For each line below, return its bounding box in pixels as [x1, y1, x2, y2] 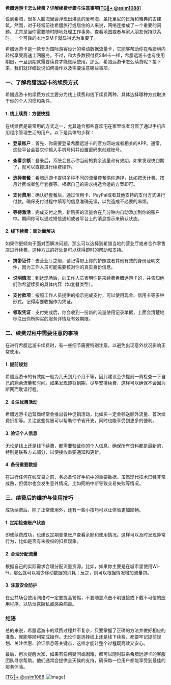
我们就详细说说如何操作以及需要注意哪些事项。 [14, 65, 112, 71]
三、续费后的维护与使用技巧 [5, 494, 73, 501]
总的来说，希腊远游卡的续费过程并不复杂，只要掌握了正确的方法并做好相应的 [5, 627, 166, 633]
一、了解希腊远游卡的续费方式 [5, 79, 79, 86]
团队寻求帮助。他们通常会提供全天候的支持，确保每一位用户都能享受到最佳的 [5, 657, 166, 664]
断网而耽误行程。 [5, 386, 41, 393]
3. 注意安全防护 [5, 582, 38, 589]
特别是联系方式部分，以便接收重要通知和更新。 [5, 449, 103, 455]
